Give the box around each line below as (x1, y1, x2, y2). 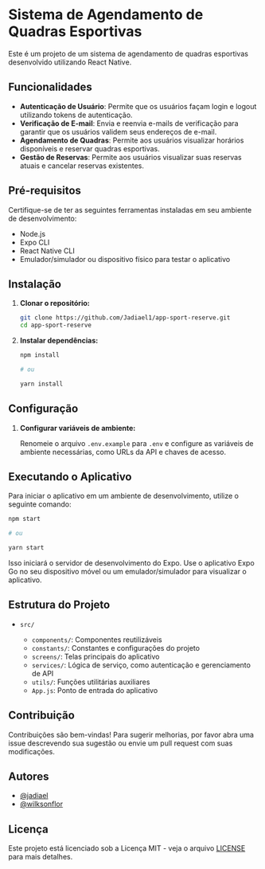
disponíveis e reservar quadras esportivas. (19, 143, 161, 153)
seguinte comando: (8, 499, 72, 509)
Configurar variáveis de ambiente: (19, 423, 136, 433)
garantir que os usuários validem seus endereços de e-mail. (19, 127, 217, 136)
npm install (19, 351, 60, 359)
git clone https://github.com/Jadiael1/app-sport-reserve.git (19, 314, 231, 322)
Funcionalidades (8, 80, 93, 94)
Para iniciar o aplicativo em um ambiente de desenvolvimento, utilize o (8, 491, 240, 501)
